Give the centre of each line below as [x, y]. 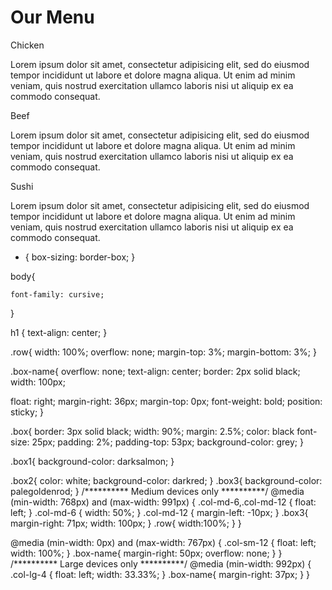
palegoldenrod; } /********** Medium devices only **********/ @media [157, 491]
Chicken [27, 45]
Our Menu [52, 17]
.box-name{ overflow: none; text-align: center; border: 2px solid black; [155, 371]
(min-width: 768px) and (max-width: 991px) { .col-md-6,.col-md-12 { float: [163, 502]
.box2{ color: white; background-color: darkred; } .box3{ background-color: [166, 480]
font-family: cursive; [57, 294]
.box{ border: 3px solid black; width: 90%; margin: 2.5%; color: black [152, 431]
